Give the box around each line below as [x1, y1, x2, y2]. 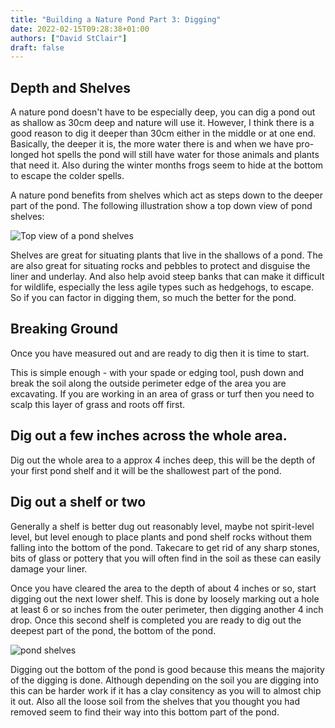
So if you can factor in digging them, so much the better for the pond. [10, 292, 297, 304]
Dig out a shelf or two [10, 494, 147, 511]
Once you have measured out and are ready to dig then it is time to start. [10, 347, 310, 359]
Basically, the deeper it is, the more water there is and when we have [10, 138, 294, 150]
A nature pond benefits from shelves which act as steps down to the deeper [10, 189, 323, 201]
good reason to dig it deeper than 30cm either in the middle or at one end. [10, 127, 317, 140]
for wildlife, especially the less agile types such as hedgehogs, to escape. [10, 281, 314, 293]
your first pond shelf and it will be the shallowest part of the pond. [10, 464, 282, 476]
